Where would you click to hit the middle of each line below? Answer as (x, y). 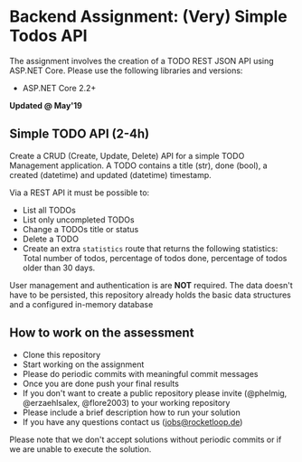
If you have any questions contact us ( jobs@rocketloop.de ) (132, 421)
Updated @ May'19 (46, 105)
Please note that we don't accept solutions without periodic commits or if (146, 439)
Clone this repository (61, 354)
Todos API (48, 36)
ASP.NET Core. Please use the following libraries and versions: (126, 71)
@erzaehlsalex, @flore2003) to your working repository (126, 402)
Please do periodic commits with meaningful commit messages (140, 373)
